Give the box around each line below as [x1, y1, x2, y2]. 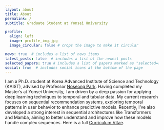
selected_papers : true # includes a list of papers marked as [5, 61, 134, 65]
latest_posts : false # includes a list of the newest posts [5, 56, 132, 61]
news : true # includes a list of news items [5, 51, 99, 56]
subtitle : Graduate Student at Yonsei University [5, 20, 108, 26]
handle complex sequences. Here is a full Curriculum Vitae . [5, 120, 124, 126]
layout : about [5, 7, 34, 12]
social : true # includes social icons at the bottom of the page [5, 65, 143, 70]
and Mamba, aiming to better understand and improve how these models [5, 114, 152, 120]
